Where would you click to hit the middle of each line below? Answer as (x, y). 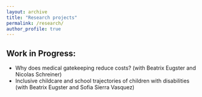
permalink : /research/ (35, 23)
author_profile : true (34, 29)
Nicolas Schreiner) (38, 75)
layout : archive (27, 12)
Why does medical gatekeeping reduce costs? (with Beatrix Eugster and (106, 68)
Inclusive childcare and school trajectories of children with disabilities (102, 81)
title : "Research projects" (42, 18)
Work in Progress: (41, 53)
